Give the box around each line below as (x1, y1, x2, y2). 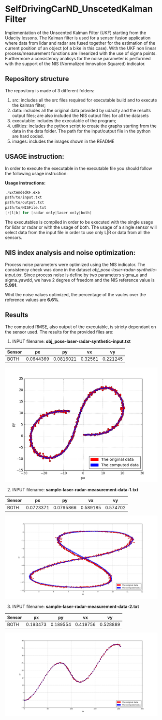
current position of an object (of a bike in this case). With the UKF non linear (5, 45, 157, 51)
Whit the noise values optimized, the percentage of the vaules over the (5, 291, 146, 297)
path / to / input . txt (5, 195, 42, 200)
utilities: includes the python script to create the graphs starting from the (12, 123, 157, 129)
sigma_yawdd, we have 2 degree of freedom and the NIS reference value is (5, 277, 155, 283)
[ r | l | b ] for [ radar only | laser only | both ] (5, 210, 92, 216)
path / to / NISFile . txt (5, 205, 47, 210)
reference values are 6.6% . (5, 297, 59, 302)
